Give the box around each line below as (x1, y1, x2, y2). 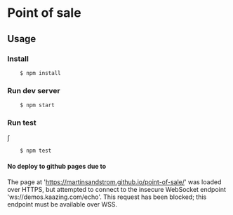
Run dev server (7, 85, 61, 95)
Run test (7, 118, 36, 127)
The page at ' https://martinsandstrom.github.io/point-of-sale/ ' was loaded (7, 177, 222, 186)
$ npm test (20, 147, 52, 155)
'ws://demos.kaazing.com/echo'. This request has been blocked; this (7, 193, 207, 201)
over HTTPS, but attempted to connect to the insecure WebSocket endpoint (7, 185, 227, 193)
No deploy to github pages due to (7, 162, 107, 171)
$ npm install (20, 69, 61, 76)
